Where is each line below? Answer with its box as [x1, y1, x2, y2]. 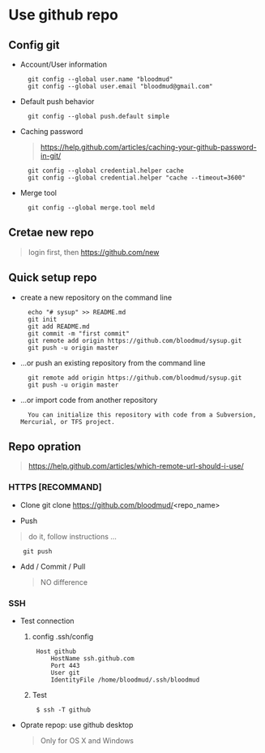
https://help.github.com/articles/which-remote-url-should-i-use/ [28, 461, 245, 471]
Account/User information [19, 59, 108, 69]
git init [28, 315, 58, 323]
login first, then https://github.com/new [28, 247, 160, 257]
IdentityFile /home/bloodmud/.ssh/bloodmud [50, 676, 200, 684]
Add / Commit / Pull [19, 561, 86, 571]
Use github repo [8, 6, 119, 24]
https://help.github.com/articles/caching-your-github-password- [40, 142, 257, 152]
